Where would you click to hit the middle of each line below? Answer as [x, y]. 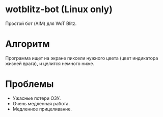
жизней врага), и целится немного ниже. [50, 63]
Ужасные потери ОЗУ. [37, 98]
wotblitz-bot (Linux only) [59, 9]
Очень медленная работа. [41, 103]
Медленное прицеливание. [42, 109]
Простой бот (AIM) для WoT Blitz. [41, 23]
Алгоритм [28, 44]
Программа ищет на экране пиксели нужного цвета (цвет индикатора [82, 58]
